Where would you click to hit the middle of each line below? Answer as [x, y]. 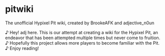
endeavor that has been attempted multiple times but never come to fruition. [83, 38]
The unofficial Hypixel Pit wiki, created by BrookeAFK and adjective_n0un [80, 23]
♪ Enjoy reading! [22, 48]
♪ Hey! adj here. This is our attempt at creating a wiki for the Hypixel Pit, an [82, 32]
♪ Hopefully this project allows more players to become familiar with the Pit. [82, 43]
